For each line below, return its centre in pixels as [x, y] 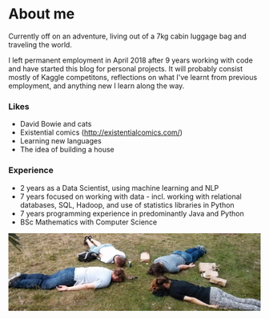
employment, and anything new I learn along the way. [96, 86]
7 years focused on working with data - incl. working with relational [130, 196]
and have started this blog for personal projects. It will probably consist [126, 68]
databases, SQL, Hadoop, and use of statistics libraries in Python [127, 204]
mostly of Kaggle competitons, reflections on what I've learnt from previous [133, 77]
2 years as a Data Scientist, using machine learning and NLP [119, 188]
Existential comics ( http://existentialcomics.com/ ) [101, 132]
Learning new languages [60, 141]
